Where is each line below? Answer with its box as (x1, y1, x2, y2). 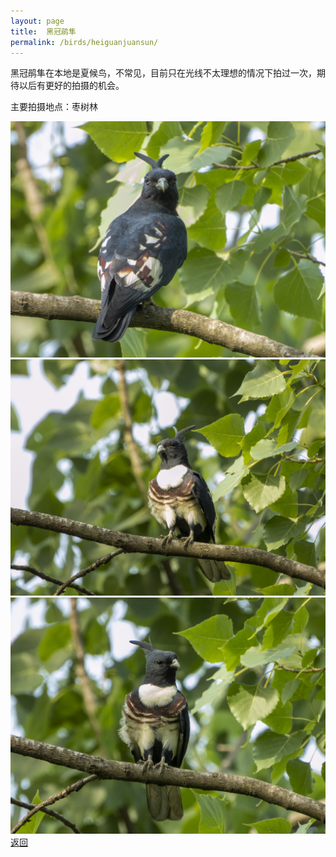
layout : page (10, 16, 65, 26)
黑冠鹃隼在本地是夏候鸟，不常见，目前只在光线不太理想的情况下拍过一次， (10, 67, 317, 79)
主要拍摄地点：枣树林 (10, 101, 98, 113)
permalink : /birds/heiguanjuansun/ (10, 37, 159, 47)
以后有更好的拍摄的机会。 (18, 80, 125, 92)
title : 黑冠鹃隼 (10, 26, 77, 37)
